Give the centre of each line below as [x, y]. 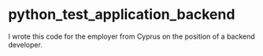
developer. [26, 44]
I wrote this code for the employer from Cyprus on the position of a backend [132, 36]
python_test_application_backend [122, 15]
